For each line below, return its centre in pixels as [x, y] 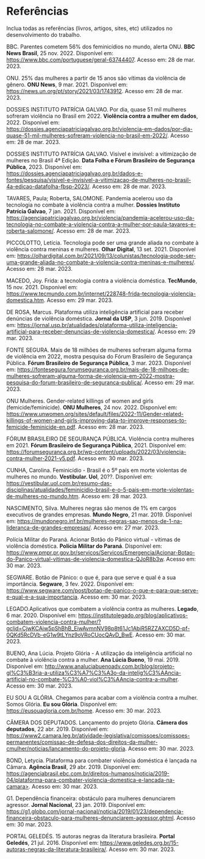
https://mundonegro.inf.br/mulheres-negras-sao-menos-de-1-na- [100, 521]
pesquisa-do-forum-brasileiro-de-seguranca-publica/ [74, 382]
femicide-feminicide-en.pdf [41, 426]
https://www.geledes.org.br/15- [139, 842]
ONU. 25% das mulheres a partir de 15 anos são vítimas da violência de [96, 78]
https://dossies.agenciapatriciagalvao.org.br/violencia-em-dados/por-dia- [100, 129]
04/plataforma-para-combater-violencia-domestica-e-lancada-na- [91, 780]
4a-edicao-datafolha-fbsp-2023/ [48, 186]
